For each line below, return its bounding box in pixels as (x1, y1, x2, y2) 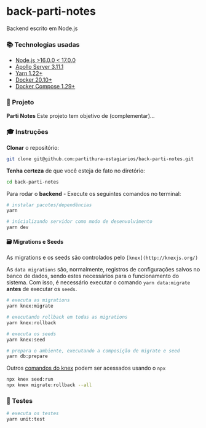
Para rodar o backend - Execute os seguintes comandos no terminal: (6, 190, 181, 197)
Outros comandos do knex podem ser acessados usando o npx (6, 364, 166, 372)
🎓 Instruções (6, 128, 49, 136)
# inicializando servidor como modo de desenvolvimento (6, 219, 153, 225)
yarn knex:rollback (6, 319, 57, 326)
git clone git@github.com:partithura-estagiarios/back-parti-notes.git (6, 155, 194, 162)
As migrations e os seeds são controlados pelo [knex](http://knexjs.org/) (6, 254, 199, 262)
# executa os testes (6, 410, 60, 417)
